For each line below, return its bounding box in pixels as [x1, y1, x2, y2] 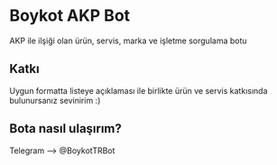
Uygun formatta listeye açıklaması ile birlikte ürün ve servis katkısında [9, 85, 268, 96]
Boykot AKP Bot [9, 5, 131, 26]
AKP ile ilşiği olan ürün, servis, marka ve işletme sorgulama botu [9, 35, 247, 46]
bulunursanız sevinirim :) [9, 95, 101, 105]
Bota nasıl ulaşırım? [9, 121, 122, 136]
